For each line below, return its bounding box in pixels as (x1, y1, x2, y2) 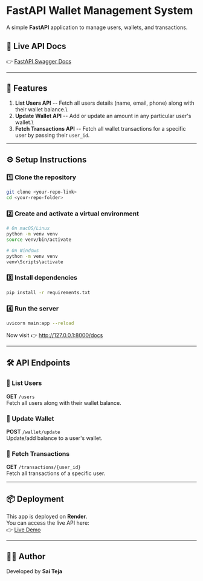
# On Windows (6, 248, 39, 254)
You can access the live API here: (6, 519, 89, 527)
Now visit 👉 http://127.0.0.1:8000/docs (6, 331, 103, 339)
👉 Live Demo (6, 526, 41, 533)
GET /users (6, 393, 35, 400)
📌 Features (6, 83, 48, 94)
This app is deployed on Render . (6, 513, 88, 520)
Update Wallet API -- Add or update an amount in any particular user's (14, 112, 192, 119)
